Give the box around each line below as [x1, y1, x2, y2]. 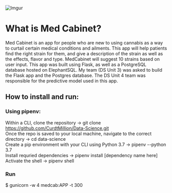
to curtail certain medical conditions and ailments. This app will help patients [5, 45, 167, 51]
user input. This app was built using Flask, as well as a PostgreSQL [5, 61, 147, 68]
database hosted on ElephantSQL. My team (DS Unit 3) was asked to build [5, 67, 163, 73]
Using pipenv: [5, 108, 41, 115]
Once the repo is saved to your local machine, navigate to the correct [5, 131, 152, 137]
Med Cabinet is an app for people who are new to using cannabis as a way [5, 39, 163, 46]
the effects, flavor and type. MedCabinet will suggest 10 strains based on [5, 56, 160, 62]
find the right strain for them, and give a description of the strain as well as [5, 50, 163, 56]
